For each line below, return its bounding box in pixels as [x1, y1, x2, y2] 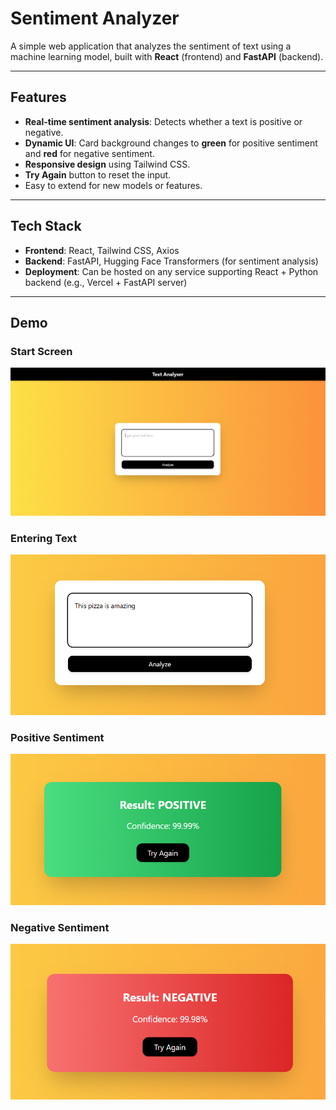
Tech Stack [10, 218, 82, 235]
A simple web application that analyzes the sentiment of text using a [10, 40, 292, 52]
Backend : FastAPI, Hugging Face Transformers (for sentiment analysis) [24, 255, 319, 267]
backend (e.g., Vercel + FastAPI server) [24, 276, 188, 288]
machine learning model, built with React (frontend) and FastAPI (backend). [10, 50, 324, 62]
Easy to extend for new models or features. [24, 179, 203, 191]
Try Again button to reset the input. [24, 168, 172, 181]
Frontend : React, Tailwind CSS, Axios [24, 244, 180, 256]
